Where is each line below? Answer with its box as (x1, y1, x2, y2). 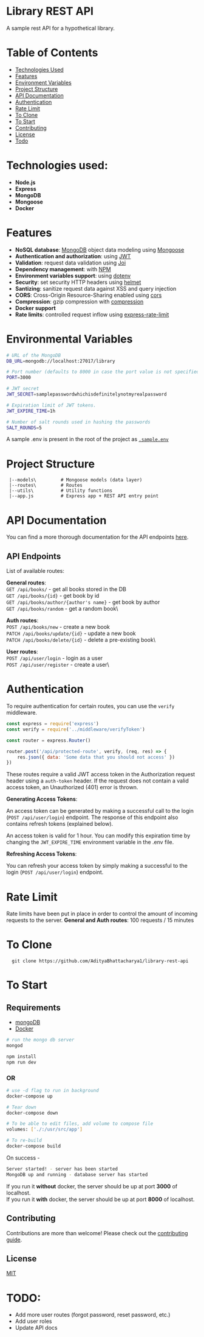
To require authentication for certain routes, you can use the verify (6, 703, 175, 710)
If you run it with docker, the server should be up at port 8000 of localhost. (6, 1196, 195, 1203)
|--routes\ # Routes (8, 483, 83, 489)
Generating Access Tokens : (6, 795, 78, 803)
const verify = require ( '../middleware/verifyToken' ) (6, 726, 146, 732)
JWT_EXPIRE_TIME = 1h (6, 408, 56, 414)
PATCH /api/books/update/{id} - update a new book (6, 629, 137, 637)
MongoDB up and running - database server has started (6, 1171, 148, 1177)
